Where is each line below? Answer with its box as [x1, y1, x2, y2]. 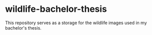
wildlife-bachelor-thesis [5, 3, 107, 15]
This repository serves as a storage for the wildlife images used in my [5, 20, 147, 26]
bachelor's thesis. [5, 25, 42, 31]
